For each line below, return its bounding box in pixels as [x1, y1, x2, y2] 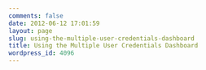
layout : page [8, 27, 53, 35]
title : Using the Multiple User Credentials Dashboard [8, 42, 199, 50]
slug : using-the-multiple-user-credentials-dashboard [8, 34, 195, 43]
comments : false [8, 11, 64, 20]
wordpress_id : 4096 [8, 49, 75, 57]
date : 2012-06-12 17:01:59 [8, 19, 100, 27]
